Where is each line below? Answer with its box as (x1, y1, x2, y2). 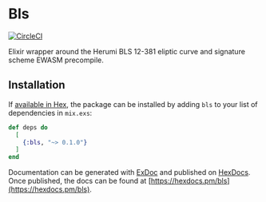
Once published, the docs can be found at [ (8, 176, 152, 186)
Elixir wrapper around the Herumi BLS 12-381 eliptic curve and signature (8, 46, 246, 56)
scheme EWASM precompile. (8, 55, 104, 65)
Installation (8, 78, 66, 92)
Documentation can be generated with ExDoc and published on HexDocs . (8, 168, 251, 177)
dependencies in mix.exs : (8, 108, 93, 117)
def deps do (8, 123, 48, 132)
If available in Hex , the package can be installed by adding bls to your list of (8, 99, 258, 109)
